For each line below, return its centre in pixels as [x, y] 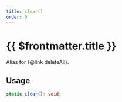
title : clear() [25, 11]
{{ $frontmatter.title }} [61, 46]
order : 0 [17, 17]
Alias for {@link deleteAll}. [38, 62]
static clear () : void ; [34, 94]
